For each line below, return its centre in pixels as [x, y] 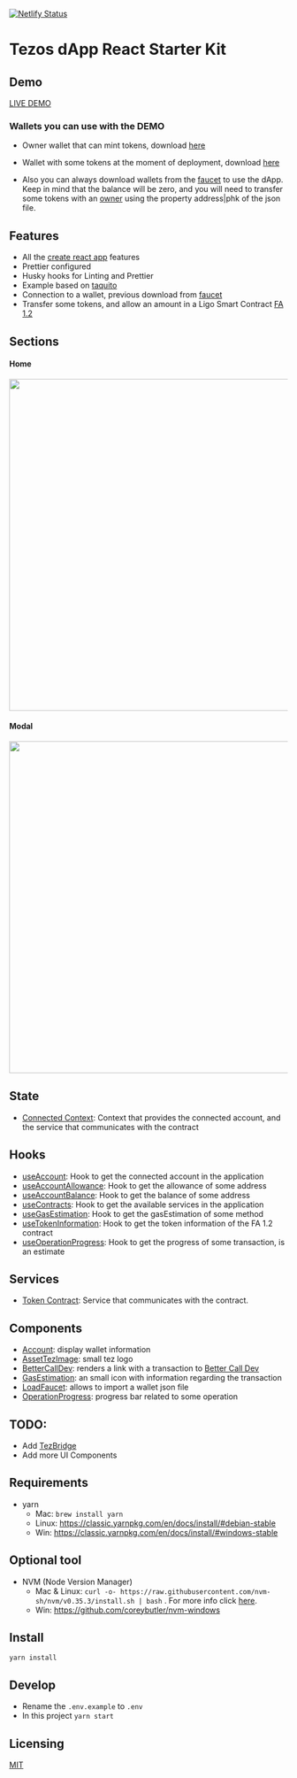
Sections [34, 341]
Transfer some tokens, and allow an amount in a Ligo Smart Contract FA [153, 304]
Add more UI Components [69, 1455]
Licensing [37, 1743]
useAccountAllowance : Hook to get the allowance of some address [144, 1185]
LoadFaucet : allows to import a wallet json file [105, 1387]
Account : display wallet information [86, 1350]
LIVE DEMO [30, 103]
